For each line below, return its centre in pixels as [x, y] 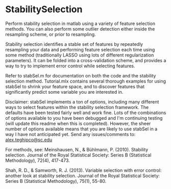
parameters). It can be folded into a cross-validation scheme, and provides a [86, 60]
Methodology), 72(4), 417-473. [38, 160]
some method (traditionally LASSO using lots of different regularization [80, 55]
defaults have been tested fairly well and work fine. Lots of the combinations [86, 113]
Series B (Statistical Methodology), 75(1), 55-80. [56, 181]
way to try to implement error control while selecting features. [70, 66]
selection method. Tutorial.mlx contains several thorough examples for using [86, 81]
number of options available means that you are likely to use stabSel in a [81, 129]
